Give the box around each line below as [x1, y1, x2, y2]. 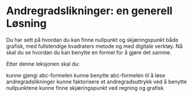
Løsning [6, 17, 47, 30]
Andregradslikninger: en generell [6, 4, 173, 18]
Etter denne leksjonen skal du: [6, 60, 80, 67]
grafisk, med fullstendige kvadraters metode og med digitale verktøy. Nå [6, 43, 183, 50]
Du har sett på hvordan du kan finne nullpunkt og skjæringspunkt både [6, 36, 179, 43]
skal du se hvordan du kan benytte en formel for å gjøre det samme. [6, 48, 172, 56]
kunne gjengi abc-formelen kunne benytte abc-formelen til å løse [6, 72, 166, 79]
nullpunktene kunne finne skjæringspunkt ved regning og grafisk [6, 84, 164, 91]
